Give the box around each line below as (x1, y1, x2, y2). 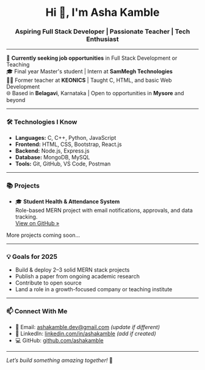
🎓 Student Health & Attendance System (15, 198, 120, 205)
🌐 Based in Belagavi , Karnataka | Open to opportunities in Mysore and (6, 90, 184, 97)
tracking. (15, 213, 38, 220)
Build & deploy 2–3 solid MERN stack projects (15, 266, 130, 274)
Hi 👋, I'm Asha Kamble (45, 5, 160, 20)
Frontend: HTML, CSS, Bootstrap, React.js (15, 140, 122, 148)
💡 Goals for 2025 (6, 253, 58, 261)
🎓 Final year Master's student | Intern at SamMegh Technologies (6, 68, 173, 75)
